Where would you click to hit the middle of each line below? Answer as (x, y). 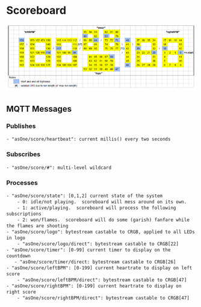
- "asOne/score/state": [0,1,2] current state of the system (85, 196)
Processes (22, 183)
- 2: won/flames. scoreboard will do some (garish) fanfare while (103, 220)
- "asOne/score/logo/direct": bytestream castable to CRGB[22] (98, 244)
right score (21, 292)
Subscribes (23, 154)
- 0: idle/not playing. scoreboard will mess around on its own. (102, 202)
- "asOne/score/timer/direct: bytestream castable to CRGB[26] (95, 262)
